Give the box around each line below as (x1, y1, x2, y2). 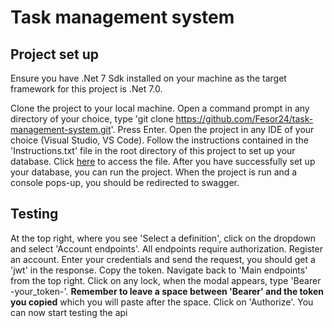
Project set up (10, 46, 99, 63)
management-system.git (10, 124, 112, 135)
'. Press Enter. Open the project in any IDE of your (110, 124, 315, 135)
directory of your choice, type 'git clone (10, 113, 174, 125)
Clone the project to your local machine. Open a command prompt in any (10, 102, 310, 114)
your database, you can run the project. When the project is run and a (10, 166, 298, 178)
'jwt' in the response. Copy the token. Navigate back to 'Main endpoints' (10, 264, 308, 276)
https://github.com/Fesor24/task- (175, 113, 314, 125)
